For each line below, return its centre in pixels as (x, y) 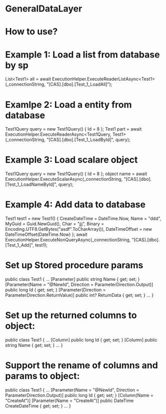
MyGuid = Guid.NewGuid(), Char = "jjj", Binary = (54, 224)
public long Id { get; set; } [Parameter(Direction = (55, 290)
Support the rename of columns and (82, 365)
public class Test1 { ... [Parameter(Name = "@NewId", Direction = (72, 390)
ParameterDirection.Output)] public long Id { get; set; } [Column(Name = (79, 395)
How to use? (31, 32)
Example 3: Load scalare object (71, 160)
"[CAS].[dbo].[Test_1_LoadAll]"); (79, 84)
